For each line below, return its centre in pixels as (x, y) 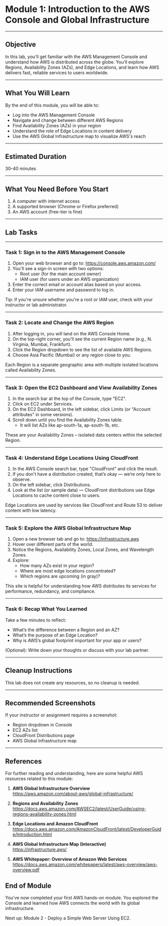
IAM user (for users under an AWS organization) (69, 279)
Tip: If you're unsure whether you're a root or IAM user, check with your (79, 300)
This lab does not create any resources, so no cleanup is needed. (72, 682)
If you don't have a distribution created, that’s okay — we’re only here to (86, 474)
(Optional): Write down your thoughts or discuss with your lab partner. (77, 650)
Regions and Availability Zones (45, 804)
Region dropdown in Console (42, 725)
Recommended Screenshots (50, 703)
